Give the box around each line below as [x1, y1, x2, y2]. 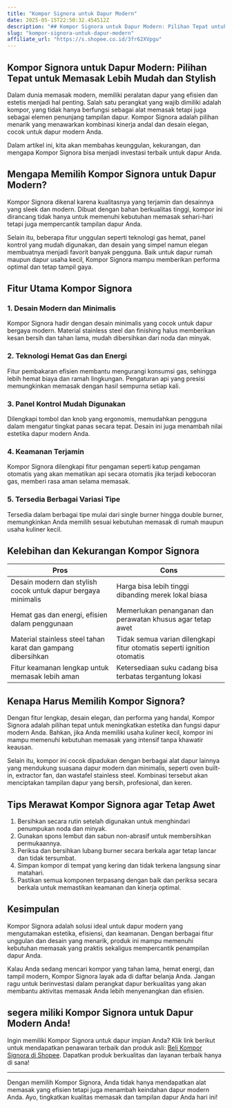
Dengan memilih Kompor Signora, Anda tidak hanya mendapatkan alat [7, 1078, 206, 1087]
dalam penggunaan [10, 619, 74, 628]
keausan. [7, 743, 33, 752]
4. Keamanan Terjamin [7, 446, 84, 456]
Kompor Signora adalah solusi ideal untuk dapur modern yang [7, 922, 183, 930]
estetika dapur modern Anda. [7, 430, 90, 438]
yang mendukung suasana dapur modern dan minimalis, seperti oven [7, 764, 204, 773]
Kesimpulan [7, 904, 60, 915]
